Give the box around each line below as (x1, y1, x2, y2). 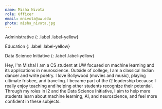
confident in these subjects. (5, 98, 61, 105)
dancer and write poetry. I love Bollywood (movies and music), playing (5, 73, 146, 78)
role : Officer (5, 12, 34, 17)
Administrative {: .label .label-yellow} (5, 34, 79, 40)
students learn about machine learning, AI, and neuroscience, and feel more (5, 93, 158, 99)
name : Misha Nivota (5, 7, 45, 12)
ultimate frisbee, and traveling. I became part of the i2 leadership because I (5, 78, 156, 84)
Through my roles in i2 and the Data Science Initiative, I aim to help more (5, 88, 151, 94)
